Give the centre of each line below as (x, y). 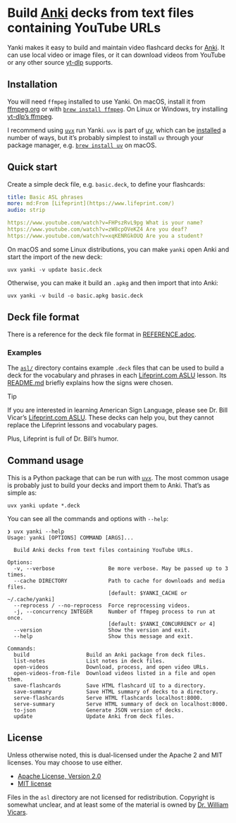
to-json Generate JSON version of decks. (99, 710)
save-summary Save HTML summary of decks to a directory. (116, 691)
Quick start (32, 167)
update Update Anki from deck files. (94, 716)
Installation (32, 85)
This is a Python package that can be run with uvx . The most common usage (118, 477)
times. (17, 574)
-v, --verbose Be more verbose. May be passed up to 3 (121, 568)
